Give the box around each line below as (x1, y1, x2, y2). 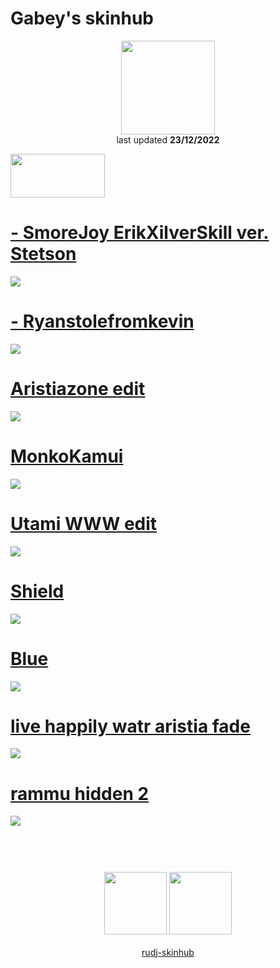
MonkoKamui (10, 445, 124, 467)
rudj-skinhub (141, 946, 195, 958)
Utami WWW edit (10, 512, 158, 535)
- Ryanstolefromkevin (10, 310, 195, 333)
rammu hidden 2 (10, 782, 150, 805)
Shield (10, 580, 65, 602)
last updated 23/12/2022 (116, 133, 220, 146)
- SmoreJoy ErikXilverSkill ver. (10, 222, 270, 244)
